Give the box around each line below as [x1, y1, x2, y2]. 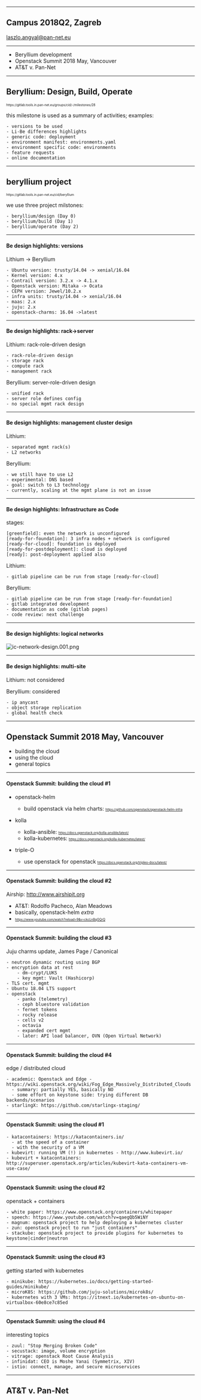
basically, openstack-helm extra [14, 908, 94, 916]
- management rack [6, 368, 52, 374]
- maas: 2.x [6, 299, 36, 305]
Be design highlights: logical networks [6, 630, 103, 637]
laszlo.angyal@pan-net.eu [6, 34, 71, 41]
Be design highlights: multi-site [6, 663, 86, 670]
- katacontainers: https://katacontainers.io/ [6, 1134, 124, 1140]
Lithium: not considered [6, 676, 65, 683]
